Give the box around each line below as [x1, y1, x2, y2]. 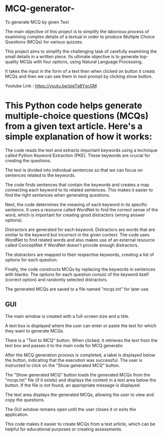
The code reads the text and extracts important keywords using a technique [5, 147, 158, 153]
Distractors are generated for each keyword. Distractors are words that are [5, 227, 155, 232]
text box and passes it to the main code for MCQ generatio [5, 342, 123, 348]
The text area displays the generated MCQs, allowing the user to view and [5, 392, 154, 397]
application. [5, 411, 29, 417]
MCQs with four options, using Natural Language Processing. [20, 59, 143, 64]
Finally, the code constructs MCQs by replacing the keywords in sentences [5, 266, 156, 272]
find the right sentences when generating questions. [5, 192, 111, 198]
